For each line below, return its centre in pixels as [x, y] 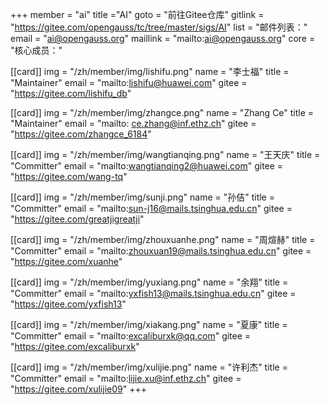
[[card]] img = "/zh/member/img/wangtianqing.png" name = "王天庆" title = [165, 154]
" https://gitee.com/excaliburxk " [75, 346]
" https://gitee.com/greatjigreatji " [77, 219]
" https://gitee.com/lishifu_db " [71, 93]
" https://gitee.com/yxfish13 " [68, 304]
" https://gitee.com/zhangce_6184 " [81, 134]
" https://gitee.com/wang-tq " [69, 176]
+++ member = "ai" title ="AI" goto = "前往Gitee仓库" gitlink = [137, 14]
